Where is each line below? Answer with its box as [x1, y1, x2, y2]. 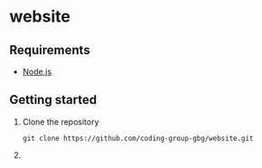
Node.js [22, 66, 52, 77]
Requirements [9, 42, 90, 58]
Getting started [9, 92, 98, 107]
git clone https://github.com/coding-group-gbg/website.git [22, 134, 254, 143]
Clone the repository [22, 116, 99, 127]
